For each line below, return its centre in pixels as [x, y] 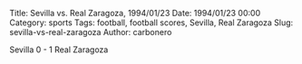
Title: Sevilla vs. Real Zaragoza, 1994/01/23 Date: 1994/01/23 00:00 [135, 13]
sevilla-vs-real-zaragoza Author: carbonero [91, 32]
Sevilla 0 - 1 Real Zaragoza [59, 50]
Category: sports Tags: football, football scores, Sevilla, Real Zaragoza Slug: [151, 23]
